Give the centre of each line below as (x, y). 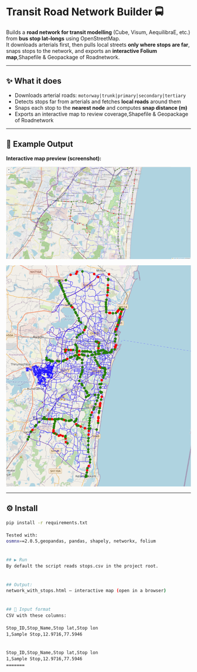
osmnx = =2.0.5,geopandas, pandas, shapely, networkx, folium (81, 541)
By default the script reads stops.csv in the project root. (82, 566)
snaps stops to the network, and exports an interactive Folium (81, 50)
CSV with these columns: (36, 615)
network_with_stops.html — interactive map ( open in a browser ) (86, 591)
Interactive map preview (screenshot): (54, 158)
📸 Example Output (40, 144)
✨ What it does (34, 81)
